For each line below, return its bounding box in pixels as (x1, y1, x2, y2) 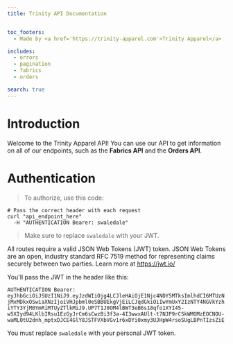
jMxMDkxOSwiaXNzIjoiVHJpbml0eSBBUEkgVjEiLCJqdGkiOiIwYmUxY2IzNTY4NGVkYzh (7, 298, 225, 305)
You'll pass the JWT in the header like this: (7, 273, 129, 281)
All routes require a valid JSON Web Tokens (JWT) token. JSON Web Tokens (7, 244, 226, 253)
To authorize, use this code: (24, 193, 104, 202)
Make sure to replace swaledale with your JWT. (24, 231, 159, 239)
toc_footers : (7, 28, 45, 35)
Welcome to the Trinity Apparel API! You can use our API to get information (7, 139, 221, 147)
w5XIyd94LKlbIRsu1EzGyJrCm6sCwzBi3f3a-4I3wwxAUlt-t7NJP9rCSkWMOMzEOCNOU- (7, 310, 225, 318)
